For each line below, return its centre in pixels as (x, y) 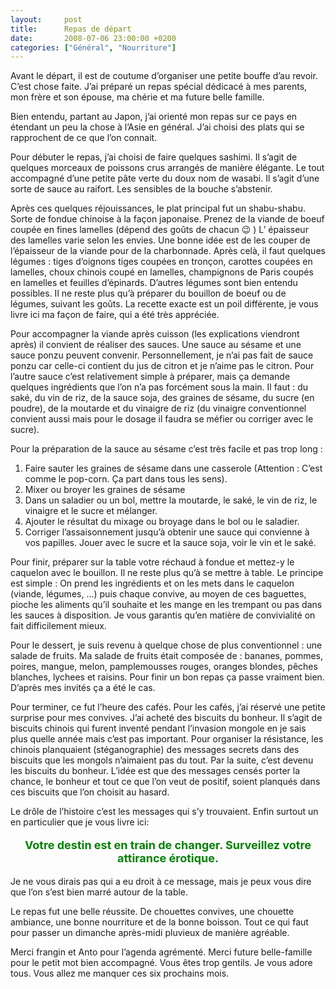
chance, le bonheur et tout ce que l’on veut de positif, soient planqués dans (165, 782)
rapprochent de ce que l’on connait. (84, 138)
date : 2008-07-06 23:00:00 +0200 (93, 38)
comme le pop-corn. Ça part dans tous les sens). (126, 479)
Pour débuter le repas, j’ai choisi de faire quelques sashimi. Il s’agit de (154, 157)
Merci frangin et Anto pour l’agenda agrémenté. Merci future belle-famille (161, 952)
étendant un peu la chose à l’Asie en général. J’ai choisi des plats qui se (157, 127)
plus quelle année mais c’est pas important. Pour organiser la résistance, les (167, 739)
